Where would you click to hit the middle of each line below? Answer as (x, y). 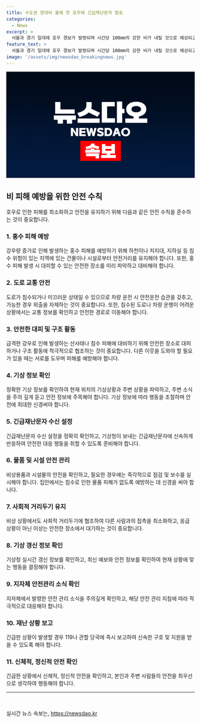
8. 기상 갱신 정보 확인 (35, 545)
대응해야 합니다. (45, 606)
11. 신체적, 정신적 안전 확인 (42, 662)
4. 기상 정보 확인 (28, 375)
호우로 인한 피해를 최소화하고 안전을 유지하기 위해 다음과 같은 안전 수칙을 (91, 212)
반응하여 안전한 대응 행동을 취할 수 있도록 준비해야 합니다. (73, 443)
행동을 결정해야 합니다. (39, 567)
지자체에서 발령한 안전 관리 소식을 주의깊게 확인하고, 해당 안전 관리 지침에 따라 (97, 598)
